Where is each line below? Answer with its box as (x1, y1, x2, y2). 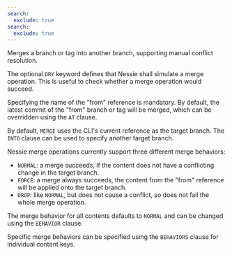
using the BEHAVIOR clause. (7, 219, 84, 228)
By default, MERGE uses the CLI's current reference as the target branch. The (7, 126, 225, 135)
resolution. (7, 57, 38, 65)
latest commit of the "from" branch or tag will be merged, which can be (7, 105, 212, 114)
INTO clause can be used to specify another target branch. (7, 134, 174, 143)
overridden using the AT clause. (7, 113, 98, 122)
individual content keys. (7, 240, 75, 249)
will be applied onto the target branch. (17, 183, 127, 192)
